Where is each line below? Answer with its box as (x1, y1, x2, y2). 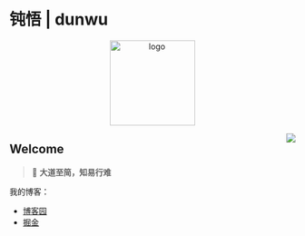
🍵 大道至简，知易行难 (31, 166, 112, 178)
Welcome (9, 142, 64, 157)
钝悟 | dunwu (9, 9, 109, 30)
